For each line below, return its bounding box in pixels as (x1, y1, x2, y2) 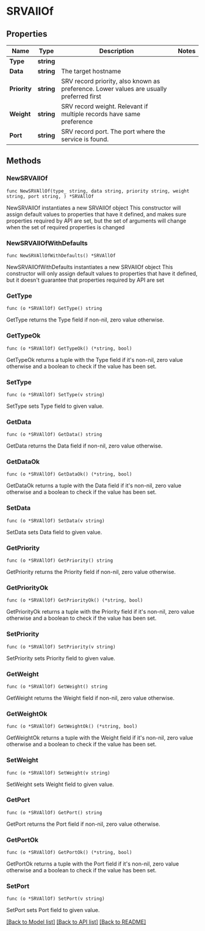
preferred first (60, 92, 102, 100)
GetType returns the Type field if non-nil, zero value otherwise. (6, 316, 165, 323)
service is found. (60, 135, 109, 143)
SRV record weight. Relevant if (60, 102, 148, 111)
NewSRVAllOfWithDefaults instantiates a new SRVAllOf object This (6, 263, 173, 270)
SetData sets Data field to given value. (6, 528, 103, 535)
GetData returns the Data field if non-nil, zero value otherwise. (6, 442, 163, 450)
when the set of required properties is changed (6, 223, 125, 230)
